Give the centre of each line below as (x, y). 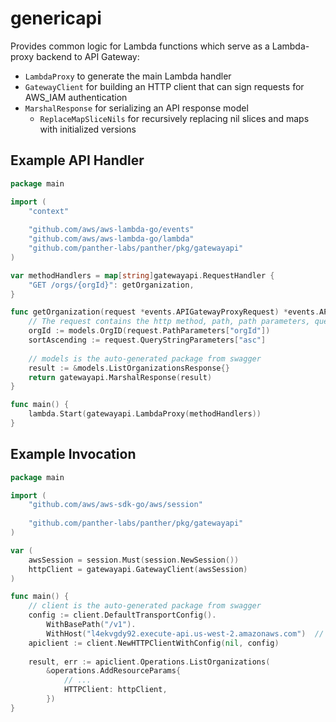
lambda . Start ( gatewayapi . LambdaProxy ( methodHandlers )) (145, 414)
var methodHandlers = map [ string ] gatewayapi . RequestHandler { (142, 275)
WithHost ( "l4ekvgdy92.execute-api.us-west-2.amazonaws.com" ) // (185, 633)
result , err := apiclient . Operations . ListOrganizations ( (149, 662)
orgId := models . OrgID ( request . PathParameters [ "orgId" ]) (149, 331)
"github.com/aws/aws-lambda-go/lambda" (111, 239)
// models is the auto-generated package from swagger (145, 358)
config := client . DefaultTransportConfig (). (122, 615)
